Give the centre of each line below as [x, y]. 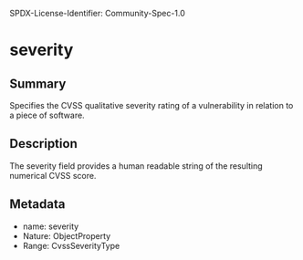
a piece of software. [47, 115]
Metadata [37, 204]
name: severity [51, 226]
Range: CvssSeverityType [71, 245]
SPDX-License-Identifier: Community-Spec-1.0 [97, 13]
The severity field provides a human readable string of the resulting [136, 166]
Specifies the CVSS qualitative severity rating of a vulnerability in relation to [151, 105]
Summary [38, 83]
